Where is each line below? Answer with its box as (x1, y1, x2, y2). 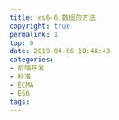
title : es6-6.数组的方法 (9, 13, 96, 23)
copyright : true (9, 22, 70, 31)
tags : (9, 97, 30, 106)
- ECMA (9, 80, 34, 89)
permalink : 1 (9, 30, 59, 39)
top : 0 (9, 38, 34, 48)
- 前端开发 (9, 64, 45, 73)
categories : (9, 55, 54, 64)
